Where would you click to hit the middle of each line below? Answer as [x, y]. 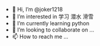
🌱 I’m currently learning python [51, 23]
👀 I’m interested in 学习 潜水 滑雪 [53, 16]
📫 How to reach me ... [40, 37]
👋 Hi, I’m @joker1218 [37, 9]
